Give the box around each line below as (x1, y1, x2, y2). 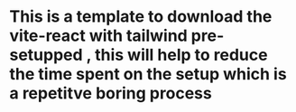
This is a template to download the (9, 6, 273, 27)
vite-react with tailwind (9, 25, 188, 46)
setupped (9, 45, 83, 65)
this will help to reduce (94, 45, 268, 65)
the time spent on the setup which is (9, 64, 287, 85)
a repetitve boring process (9, 83, 212, 104)
